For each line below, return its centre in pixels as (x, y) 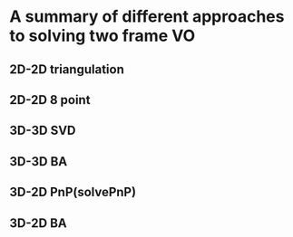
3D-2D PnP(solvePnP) (73, 192)
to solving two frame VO (103, 36)
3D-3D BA (39, 161)
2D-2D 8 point (50, 100)
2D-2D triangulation (67, 69)
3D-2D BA (39, 223)
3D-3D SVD (43, 131)
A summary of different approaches (147, 17)
